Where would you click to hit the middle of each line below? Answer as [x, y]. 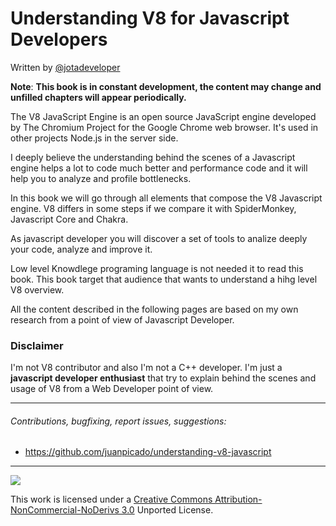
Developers [59, 39]
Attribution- [238, 499]
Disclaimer [37, 345]
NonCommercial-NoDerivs [65, 510]
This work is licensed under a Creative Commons [111, 499]
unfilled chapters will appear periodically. [98, 97]
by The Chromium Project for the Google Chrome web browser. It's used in [164, 127]
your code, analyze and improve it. [81, 249]
